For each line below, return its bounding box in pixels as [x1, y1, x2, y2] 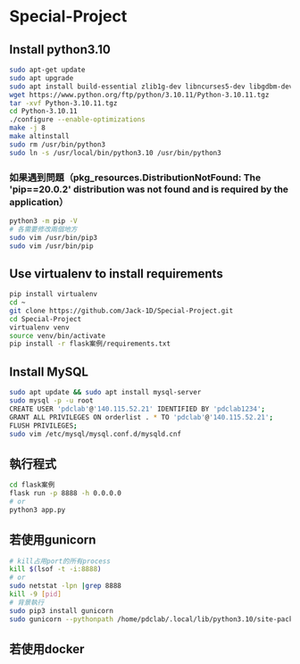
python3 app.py [9, 505, 66, 514]
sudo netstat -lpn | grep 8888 [9, 582, 122, 591]
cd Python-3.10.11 [9, 107, 78, 116]
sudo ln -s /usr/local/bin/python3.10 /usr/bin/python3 [9, 148, 221, 157]
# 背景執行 [9, 598, 45, 607]
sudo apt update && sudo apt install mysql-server [9, 388, 202, 397]
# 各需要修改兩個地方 [9, 225, 78, 234]
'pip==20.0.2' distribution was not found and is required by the [9, 183, 288, 195]
